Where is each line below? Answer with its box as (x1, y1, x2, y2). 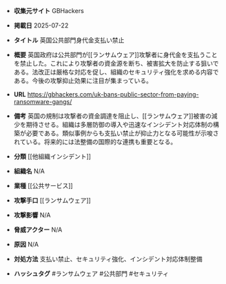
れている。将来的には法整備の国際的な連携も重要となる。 (13, 138, 177, 145)
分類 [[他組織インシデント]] (13, 152, 92, 161)
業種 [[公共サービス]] (13, 182, 74, 190)
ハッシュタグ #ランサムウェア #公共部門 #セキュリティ (13, 270, 169, 278)
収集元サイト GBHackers (13, 7, 84, 14)
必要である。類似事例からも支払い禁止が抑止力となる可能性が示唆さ (25, 129, 219, 137)
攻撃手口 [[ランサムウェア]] (13, 196, 91, 204)
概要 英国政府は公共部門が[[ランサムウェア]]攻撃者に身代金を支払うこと (13, 51, 218, 59)
